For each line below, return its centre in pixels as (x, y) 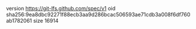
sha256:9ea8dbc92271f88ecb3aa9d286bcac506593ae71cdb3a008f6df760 (98, 14)
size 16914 (46, 21)
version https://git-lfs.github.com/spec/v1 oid (61, 8)
